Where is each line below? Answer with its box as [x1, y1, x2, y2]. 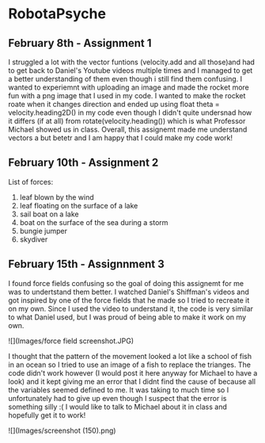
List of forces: [8, 177, 54, 186]
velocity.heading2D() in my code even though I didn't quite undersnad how [8, 108, 252, 117]
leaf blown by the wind [19, 192, 94, 202]
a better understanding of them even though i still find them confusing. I [8, 74, 243, 83]
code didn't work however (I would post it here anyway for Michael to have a [8, 368, 258, 377]
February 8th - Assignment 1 [8, 36, 152, 50]
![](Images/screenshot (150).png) [8, 426, 116, 435]
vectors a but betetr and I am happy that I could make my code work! [8, 133, 233, 143]
